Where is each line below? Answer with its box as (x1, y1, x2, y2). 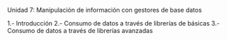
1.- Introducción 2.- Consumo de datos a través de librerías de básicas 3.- (7, 19, 220, 27)
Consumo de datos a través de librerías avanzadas (7, 27, 154, 34)
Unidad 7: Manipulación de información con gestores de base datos (7, 6, 203, 14)
